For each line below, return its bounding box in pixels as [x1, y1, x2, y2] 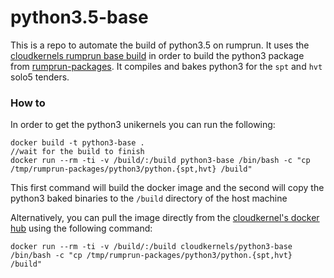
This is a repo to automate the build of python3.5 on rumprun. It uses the [10, 39, 310, 51]
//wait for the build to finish [10, 147, 145, 157]
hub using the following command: [10, 222, 153, 235]
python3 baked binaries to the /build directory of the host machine [10, 192, 288, 205]
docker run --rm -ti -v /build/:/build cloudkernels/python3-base [10, 242, 293, 252]
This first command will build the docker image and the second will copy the [10, 182, 325, 194]
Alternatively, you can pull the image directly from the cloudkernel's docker [10, 212, 320, 224]
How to [10, 96, 46, 110]
